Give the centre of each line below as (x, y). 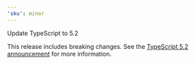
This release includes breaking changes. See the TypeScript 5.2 (98, 46)
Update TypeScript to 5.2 (43, 33)
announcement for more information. (60, 54)
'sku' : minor (26, 13)
